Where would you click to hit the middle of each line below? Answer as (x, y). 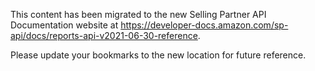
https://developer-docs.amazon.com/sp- (204, 25)
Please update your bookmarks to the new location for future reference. (158, 55)
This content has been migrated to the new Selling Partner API (138, 14)
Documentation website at (64, 25)
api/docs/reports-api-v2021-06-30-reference (104, 35)
